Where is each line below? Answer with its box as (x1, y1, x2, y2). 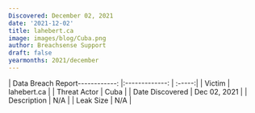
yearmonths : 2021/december (8, 57, 99, 65)
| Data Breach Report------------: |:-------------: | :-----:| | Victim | (8, 78, 230, 88)
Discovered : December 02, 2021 (8, 11, 114, 20)
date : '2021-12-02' (8, 19, 74, 27)
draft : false (8, 49, 52, 57)
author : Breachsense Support (8, 42, 107, 50)
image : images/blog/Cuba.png (8, 34, 107, 42)
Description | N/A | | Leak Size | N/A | (8, 95, 132, 105)
